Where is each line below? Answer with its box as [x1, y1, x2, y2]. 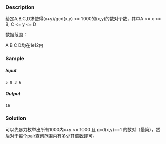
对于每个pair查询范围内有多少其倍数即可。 [9, 133, 97, 139]
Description [5, 4, 35, 11]
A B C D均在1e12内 [5, 42, 44, 48]
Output [5, 90, 21, 96]
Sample [5, 55, 24, 62]
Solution [5, 115, 27, 122]
